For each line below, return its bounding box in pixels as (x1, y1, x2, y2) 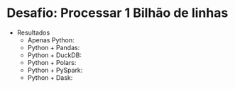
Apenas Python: (27, 35, 75, 44)
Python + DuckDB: (27, 51, 82, 59)
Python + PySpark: (27, 66, 83, 74)
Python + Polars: (27, 58, 77, 66)
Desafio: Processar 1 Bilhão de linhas (6, 5, 229, 21)
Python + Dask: (27, 73, 73, 82)
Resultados (16, 28, 50, 37)
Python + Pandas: (27, 43, 80, 52)
